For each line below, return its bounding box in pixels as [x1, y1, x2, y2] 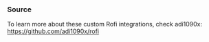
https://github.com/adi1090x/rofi [7, 27, 100, 35]
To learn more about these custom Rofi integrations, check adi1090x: [7, 20, 203, 28]
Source [7, 5, 32, 14]
